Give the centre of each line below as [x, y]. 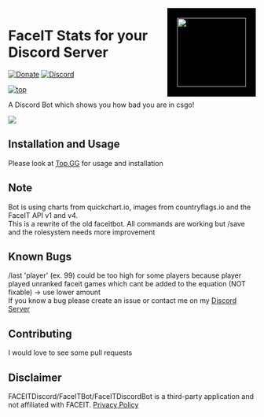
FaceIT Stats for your [78, 36]
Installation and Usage [64, 144]
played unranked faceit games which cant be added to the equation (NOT [127, 284]
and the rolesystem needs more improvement [82, 232]
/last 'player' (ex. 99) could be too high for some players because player [125, 275]
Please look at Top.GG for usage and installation [86, 163]
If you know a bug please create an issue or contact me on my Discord [123, 301]
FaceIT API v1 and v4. [43, 215]
